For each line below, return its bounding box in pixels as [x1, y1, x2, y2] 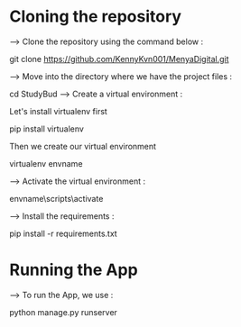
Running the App [9, 259, 138, 280]
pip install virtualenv [9, 123, 84, 134]
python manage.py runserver [9, 306, 117, 317]
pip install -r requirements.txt [9, 228, 117, 239]
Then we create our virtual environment [9, 141, 156, 151]
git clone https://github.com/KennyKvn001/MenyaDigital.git [9, 53, 229, 64]
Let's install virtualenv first [9, 105, 108, 116]
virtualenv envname [9, 158, 83, 168]
